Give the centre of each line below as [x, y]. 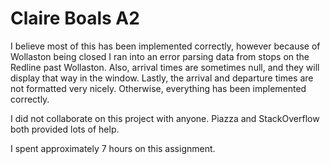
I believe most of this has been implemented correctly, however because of [165, 46]
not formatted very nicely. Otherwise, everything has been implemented [158, 88]
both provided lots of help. [65, 129]
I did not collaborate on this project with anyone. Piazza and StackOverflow [165, 118]
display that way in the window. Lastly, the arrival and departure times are [162, 78]
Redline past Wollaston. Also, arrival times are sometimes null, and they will [165, 67]
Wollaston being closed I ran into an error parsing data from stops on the [160, 56]
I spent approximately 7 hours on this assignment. [113, 148]
